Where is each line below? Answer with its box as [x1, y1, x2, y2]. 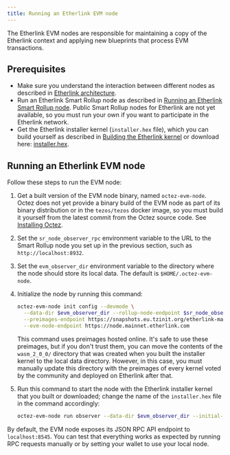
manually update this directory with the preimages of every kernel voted [16, 364, 222, 372]
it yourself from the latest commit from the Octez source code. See [16, 214, 207, 222]
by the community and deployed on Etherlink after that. [16, 371, 174, 379]
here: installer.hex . [16, 140, 70, 148]
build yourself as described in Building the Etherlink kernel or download [16, 133, 220, 141]
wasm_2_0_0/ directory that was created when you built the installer [16, 349, 206, 357]
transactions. [7, 43, 45, 52]
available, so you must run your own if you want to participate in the [16, 111, 209, 119]
